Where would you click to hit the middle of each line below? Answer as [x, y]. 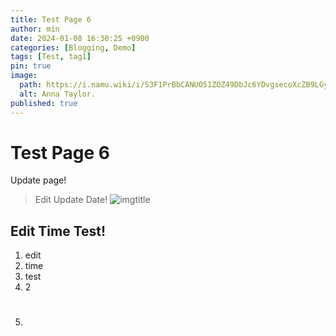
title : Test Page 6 [51, 19]
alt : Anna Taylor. [58, 94]
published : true [44, 103]
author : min [35, 29]
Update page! [38, 180]
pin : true [31, 66]
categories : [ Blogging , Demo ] [73, 47]
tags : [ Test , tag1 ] [51, 57]
